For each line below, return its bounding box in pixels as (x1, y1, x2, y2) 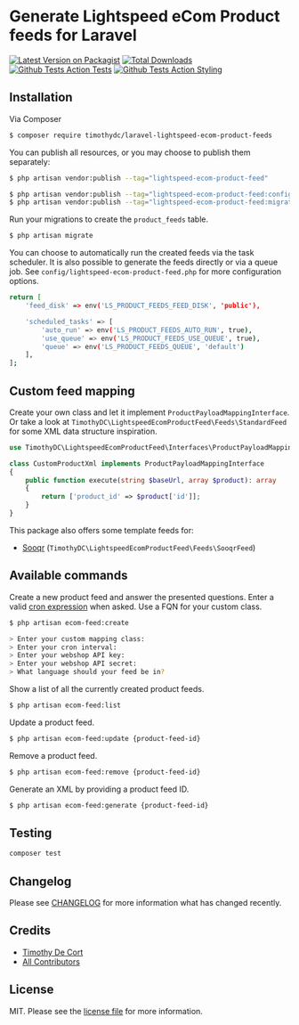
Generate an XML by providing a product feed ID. (9, 784, 190, 794)
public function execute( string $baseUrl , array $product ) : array (25, 476, 277, 484)
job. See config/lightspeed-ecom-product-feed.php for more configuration (9, 266, 282, 277)
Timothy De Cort (21, 947, 84, 957)
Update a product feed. (9, 717, 95, 728)
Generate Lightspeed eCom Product (9, 6, 280, 27)
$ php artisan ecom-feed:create (9, 618, 129, 627)
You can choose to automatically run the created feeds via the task (9, 248, 255, 258)
